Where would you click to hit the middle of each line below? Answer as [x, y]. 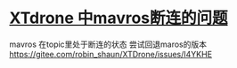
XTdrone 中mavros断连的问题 [119, 18]
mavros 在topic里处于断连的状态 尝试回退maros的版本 [108, 44]
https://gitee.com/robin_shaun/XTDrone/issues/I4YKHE [110, 54]
